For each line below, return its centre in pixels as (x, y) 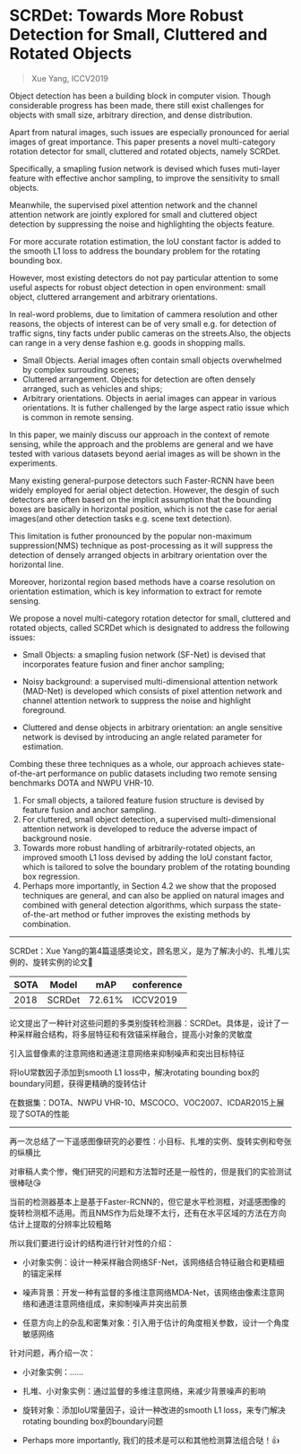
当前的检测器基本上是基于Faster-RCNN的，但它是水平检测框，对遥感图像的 (148, 1201)
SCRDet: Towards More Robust (127, 16)
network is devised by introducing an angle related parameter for (142, 736)
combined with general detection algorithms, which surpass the (140, 905)
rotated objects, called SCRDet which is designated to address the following (149, 627)
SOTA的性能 (47, 1114)
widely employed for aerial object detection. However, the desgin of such (144, 490)
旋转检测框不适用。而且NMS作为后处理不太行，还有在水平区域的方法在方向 (148, 1213)
